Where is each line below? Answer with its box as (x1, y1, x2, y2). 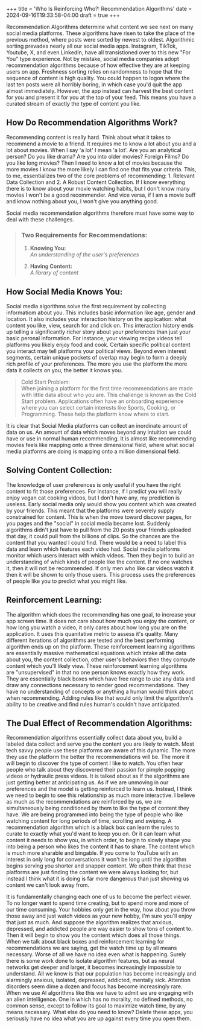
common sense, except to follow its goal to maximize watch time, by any (6, 1002, 186, 1009)
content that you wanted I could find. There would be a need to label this (6, 539, 187, 546)
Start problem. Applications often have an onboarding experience (21, 398, 184, 405)
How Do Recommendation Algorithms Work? (6, 118, 178, 128)
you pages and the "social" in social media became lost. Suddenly (6, 519, 171, 527)
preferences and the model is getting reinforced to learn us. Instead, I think (6, 785, 192, 793)
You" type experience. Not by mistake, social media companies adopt (6, 56, 180, 62)
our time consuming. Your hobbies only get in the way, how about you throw (6, 906, 196, 913)
